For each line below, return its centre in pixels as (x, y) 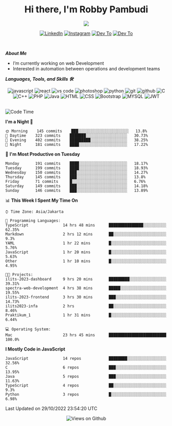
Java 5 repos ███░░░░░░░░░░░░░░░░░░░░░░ (86, 376)
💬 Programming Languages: (33, 220)
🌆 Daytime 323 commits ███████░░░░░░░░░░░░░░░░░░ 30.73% (77, 135)
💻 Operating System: (28, 329)
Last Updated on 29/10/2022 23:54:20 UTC (51, 408)
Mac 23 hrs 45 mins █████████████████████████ (86, 335)
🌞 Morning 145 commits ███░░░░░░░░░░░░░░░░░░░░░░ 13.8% (76, 131)
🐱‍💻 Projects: (19, 274)
